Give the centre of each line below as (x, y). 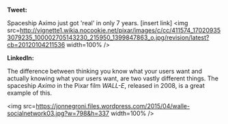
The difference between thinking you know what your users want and (105, 71)
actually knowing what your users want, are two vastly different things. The (113, 78)
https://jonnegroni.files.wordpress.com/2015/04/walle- (113, 106)
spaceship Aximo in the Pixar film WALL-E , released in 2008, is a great (106, 86)
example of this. (30, 93)
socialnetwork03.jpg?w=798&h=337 (58, 113)
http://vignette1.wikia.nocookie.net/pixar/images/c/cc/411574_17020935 (120, 30)
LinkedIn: (20, 58)
